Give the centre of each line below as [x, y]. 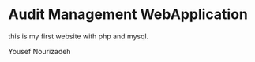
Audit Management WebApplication [128, 15]
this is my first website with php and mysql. [79, 36]
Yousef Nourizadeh [39, 51]
